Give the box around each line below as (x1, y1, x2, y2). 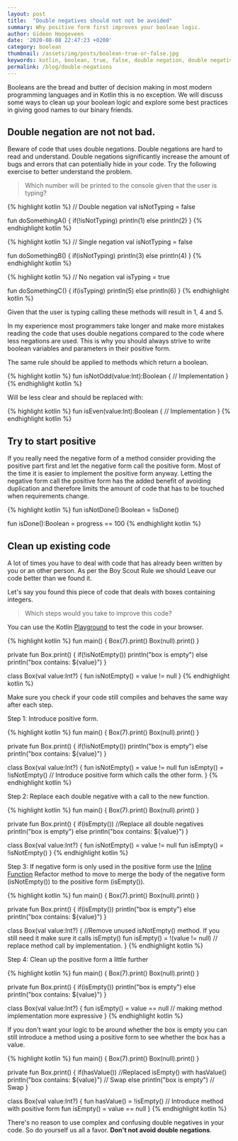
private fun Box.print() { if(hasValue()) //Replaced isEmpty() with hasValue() (7, 1068, 227, 1077)
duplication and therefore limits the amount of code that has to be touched (7, 484, 225, 493)
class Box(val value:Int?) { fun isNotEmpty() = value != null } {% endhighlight (7, 672, 230, 680)
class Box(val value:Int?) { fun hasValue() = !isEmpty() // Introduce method (7, 1097, 224, 1105)
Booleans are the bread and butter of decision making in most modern (7, 82, 212, 91)
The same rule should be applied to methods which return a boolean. (7, 358, 209, 367)
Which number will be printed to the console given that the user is (24, 181, 217, 190)
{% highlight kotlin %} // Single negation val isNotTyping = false (7, 237, 193, 246)
